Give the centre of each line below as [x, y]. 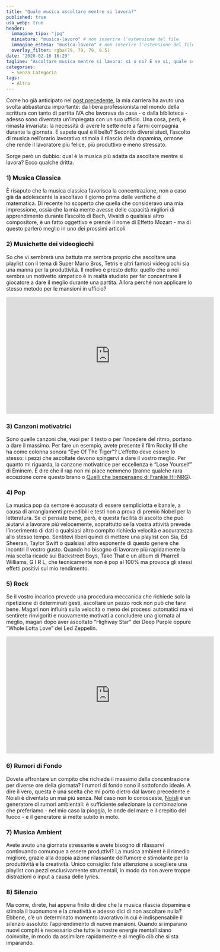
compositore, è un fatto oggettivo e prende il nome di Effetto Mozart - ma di [99, 222]
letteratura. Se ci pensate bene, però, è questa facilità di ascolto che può [95, 518]
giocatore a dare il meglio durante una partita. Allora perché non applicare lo [99, 282]
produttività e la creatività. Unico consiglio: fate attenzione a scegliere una [97, 864]
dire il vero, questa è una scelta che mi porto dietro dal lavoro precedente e [98, 792]
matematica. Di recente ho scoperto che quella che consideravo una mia [95, 203]
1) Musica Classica [34, 178]
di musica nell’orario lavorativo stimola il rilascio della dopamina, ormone [95, 138]
